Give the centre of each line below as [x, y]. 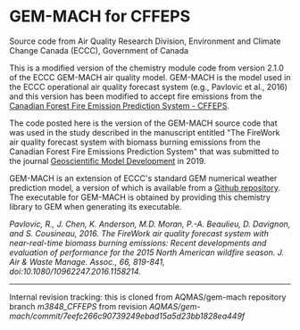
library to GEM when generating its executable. [96, 206]
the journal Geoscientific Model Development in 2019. [108, 161]
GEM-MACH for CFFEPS [100, 16]
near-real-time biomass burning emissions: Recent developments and [138, 243]
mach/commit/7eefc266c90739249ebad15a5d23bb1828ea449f [127, 316]
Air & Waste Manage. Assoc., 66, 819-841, [87, 261]
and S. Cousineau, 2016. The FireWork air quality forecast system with [139, 233]
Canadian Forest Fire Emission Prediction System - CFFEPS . [120, 105]
